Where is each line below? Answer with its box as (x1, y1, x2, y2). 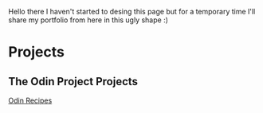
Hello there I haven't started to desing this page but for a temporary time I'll (8, 7, 256, 16)
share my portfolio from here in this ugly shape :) (8, 15, 169, 25)
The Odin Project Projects (8, 75, 138, 88)
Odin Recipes (8, 95, 53, 105)
